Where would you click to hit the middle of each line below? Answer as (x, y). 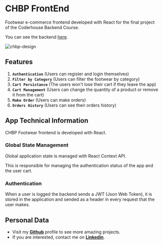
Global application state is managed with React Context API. (66, 156)
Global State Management (37, 145)
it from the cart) (28, 94)
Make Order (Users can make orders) (49, 100)
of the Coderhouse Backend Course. (42, 27)
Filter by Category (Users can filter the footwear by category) (76, 79)
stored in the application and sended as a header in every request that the (80, 199)
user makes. (18, 205)
